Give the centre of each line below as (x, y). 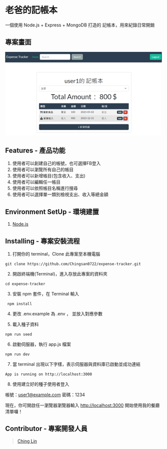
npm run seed (19, 334)
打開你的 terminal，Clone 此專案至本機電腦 (56, 254)
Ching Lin (27, 441)
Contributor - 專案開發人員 (46, 429)
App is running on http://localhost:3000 (49, 374)
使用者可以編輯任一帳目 (36, 182)
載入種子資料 (25, 324)
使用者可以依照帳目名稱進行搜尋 (45, 188)
